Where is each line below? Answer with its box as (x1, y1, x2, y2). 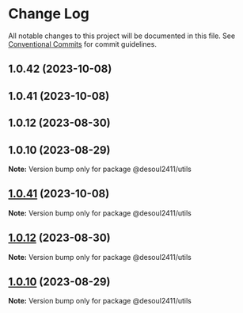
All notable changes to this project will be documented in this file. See (8, 31, 236, 40)
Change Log (8, 5, 89, 23)
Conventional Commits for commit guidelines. (8, 39, 157, 48)
